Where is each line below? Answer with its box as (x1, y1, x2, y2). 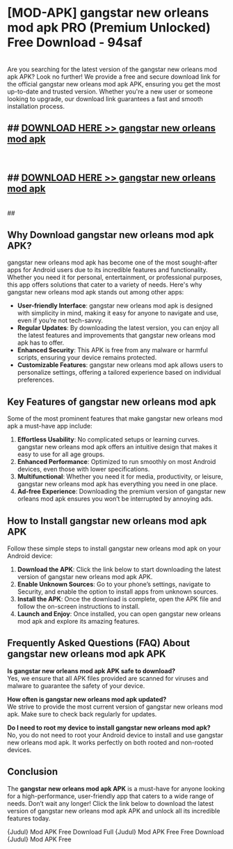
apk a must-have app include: (7, 422, 93, 430)
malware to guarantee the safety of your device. (7, 682, 145, 690)
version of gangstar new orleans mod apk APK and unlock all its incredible (7, 806, 220, 815)
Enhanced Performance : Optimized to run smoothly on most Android (17, 458, 216, 466)
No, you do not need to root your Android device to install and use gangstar (7, 730, 224, 739)
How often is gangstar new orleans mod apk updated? (7, 695, 167, 703)
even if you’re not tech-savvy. (17, 316, 103, 325)
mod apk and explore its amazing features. (17, 617, 140, 625)
